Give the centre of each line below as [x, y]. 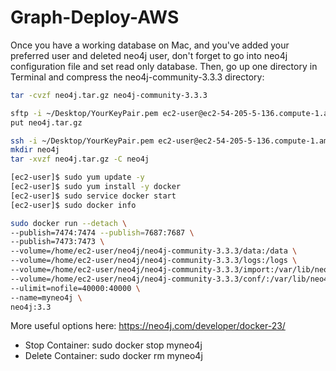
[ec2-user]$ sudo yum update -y [77, 177]
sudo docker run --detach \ [69, 223]
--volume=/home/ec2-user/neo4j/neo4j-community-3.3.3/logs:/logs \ [154, 261]
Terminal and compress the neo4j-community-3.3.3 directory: [137, 77]
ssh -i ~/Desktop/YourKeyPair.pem [82, 141]
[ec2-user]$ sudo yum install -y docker [96, 187]
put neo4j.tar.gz [46, 122]
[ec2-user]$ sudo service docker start [93, 196]
